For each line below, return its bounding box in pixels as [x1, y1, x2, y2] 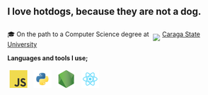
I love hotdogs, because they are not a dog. [7, 6, 202, 18]
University [7, 40, 37, 48]
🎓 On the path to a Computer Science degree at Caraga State [7, 30, 200, 38]
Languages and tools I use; [7, 53, 88, 62]
